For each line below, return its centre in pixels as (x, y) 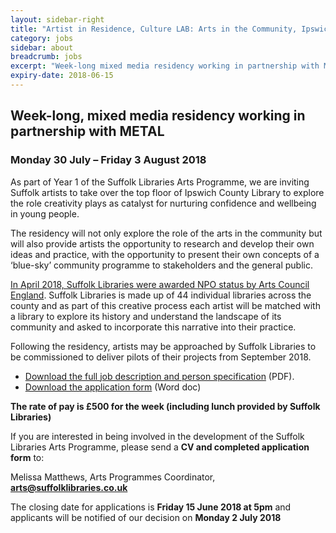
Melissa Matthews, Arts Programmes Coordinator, (113, 477)
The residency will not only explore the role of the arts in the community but (166, 233)
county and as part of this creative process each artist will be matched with (165, 305)
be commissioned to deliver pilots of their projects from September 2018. (161, 357)
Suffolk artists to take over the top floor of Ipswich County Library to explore (167, 192)
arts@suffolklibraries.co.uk (69, 487)
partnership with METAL (87, 131)
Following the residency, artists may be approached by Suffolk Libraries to (163, 346)
